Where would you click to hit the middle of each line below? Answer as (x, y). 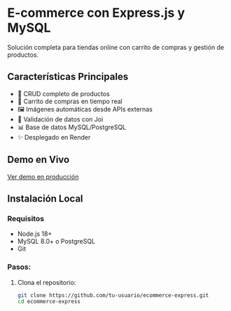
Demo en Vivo (38, 160)
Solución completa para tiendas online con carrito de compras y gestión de (116, 47)
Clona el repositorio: (47, 282)
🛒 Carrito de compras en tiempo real (70, 101)
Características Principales (68, 77)
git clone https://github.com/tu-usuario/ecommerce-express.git (113, 295)
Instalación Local (45, 198)
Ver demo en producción (43, 176)
